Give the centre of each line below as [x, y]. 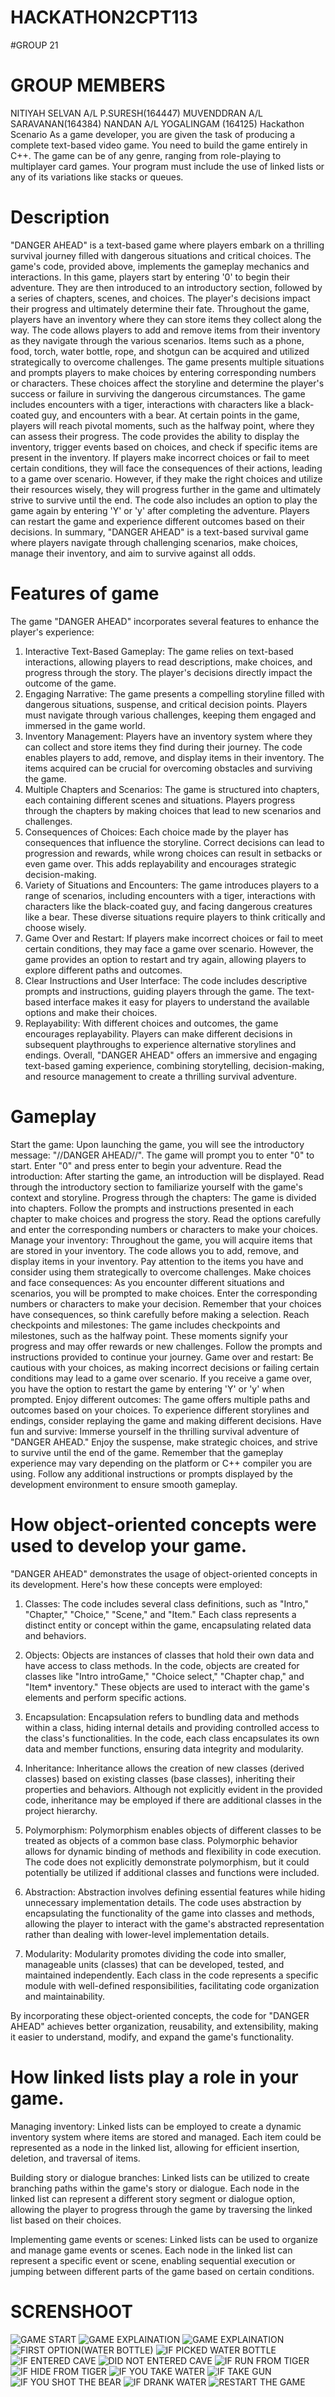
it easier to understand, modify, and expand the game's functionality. [152, 2037]
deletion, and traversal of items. [75, 2158]
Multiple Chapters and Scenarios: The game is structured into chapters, [172, 789]
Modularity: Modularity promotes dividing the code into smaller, [155, 1953]
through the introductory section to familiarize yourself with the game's [156, 1187]
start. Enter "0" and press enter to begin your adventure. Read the [146, 1165]
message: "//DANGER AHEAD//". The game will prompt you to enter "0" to [162, 1155]
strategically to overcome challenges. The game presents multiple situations [167, 362]
